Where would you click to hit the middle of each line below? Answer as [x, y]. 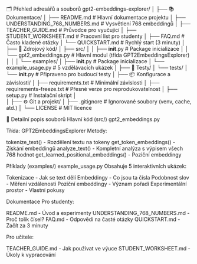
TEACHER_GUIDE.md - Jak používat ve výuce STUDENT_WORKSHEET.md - [98, 248]
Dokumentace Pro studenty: [40, 201]
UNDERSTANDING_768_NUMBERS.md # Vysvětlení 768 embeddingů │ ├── [98, 24]
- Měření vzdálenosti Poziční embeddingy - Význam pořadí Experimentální [96, 184]
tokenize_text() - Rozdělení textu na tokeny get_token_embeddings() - [91, 142]
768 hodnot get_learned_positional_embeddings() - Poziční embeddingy [94, 155]
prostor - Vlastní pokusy [35, 190]
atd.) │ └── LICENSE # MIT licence [49, 108]
